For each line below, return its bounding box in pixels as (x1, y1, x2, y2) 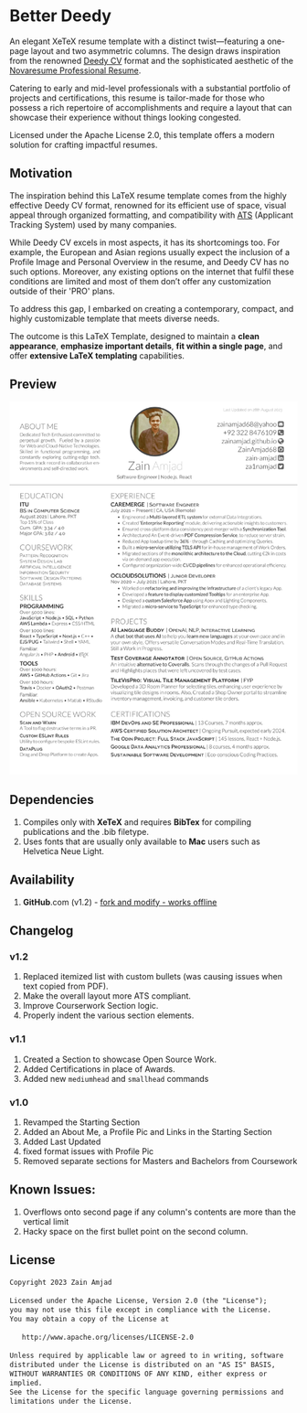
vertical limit (22, 1215, 69, 1226)
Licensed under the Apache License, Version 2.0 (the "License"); (9, 1296, 268, 1305)
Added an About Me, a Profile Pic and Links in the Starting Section (22, 1126, 272, 1137)
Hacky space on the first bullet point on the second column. (22, 1226, 249, 1236)
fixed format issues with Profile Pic (22, 1145, 154, 1157)
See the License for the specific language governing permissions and (9, 1387, 284, 1397)
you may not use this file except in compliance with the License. (9, 1305, 272, 1314)
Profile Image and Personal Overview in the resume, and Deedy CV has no (9, 256, 290, 267)
